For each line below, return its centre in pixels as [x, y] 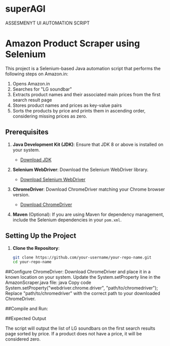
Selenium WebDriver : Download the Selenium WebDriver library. [80, 169]
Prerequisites [27, 132]
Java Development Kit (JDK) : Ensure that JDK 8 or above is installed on [88, 144]
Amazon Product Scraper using [73, 44]
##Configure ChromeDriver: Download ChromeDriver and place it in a [78, 272]
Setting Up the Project [41, 236]
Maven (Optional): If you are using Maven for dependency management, [88, 214]
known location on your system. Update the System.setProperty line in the [83, 277]
